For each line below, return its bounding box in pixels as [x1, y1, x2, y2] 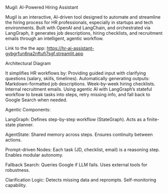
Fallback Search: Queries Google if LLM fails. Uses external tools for [5, 162, 148, 168]
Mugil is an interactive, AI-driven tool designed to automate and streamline [5, 14, 161, 20]
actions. [5, 137, 22, 143]
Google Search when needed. [5, 97, 67, 103]
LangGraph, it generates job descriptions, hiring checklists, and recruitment [5, 30, 163, 36]
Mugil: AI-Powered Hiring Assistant [5, 5, 78, 10]
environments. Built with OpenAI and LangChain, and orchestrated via [5, 25, 151, 31]
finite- [146, 116, 159, 122]
